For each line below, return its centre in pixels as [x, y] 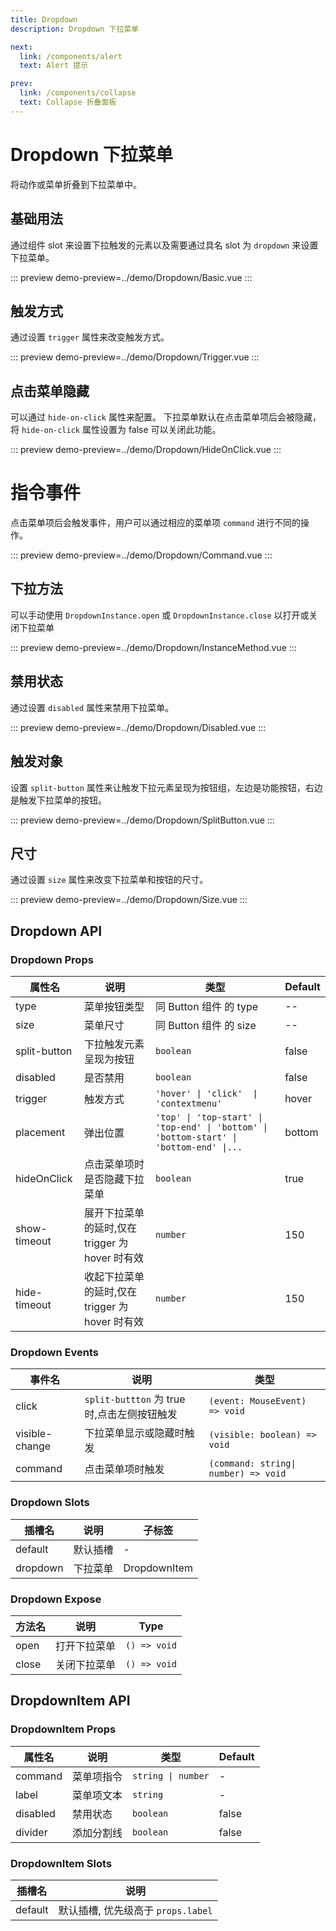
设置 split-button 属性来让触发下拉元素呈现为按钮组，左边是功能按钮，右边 [166, 787]
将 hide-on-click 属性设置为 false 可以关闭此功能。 [116, 430]
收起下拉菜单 [114, 1276]
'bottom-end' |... [199, 1147]
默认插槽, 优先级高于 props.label [135, 1910]
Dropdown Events [54, 1352]
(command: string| [252, 1464]
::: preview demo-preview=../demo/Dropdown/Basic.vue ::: [131, 277]
